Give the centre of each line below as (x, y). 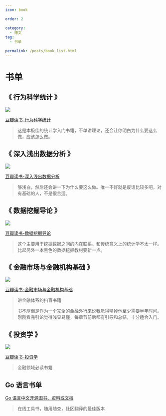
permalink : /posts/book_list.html (41, 51)
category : (15, 28)
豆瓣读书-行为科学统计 (28, 120)
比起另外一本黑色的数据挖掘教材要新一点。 (61, 250)
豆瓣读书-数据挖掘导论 (28, 233)
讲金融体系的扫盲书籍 (39, 300)
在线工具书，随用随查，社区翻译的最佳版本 (61, 408)
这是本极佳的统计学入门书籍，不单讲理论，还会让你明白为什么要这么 (87, 130)
